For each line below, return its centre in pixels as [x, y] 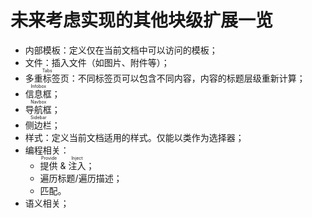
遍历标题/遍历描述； [81, 178]
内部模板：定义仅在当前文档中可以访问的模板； [121, 50]
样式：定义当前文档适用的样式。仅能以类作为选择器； [134, 137]
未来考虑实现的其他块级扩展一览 [142, 20]
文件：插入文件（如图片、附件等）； [97, 62]
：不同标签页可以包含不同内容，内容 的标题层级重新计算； [187, 78]
